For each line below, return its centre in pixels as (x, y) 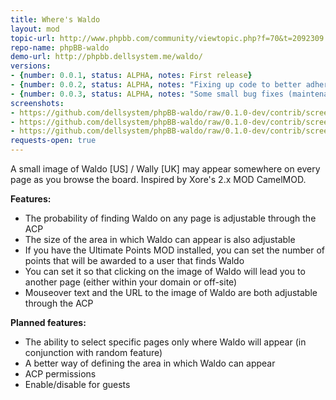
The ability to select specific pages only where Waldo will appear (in (165, 342)
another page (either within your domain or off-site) (131, 282)
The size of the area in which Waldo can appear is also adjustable (160, 239)
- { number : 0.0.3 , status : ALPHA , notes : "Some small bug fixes (147, 94)
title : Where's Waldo (55, 19)
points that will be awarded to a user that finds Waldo (134, 260)
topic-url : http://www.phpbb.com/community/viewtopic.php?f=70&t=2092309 (167, 38)
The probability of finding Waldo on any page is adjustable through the (170, 218)
